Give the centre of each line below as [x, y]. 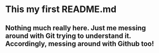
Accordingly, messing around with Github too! [80, 44]
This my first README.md [61, 9]
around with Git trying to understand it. [68, 36]
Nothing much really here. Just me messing [76, 28]
